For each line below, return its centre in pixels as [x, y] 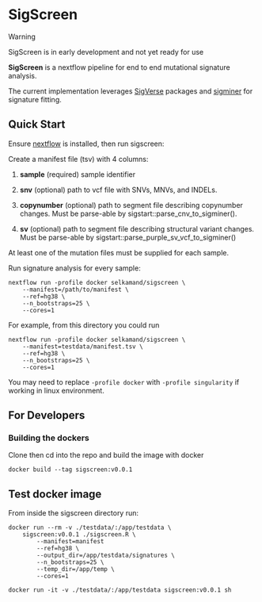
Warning [22, 36]
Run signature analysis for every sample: [74, 268]
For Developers [47, 415]
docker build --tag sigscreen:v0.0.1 [70, 470]
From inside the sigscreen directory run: [74, 513]
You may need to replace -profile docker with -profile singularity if [124, 382]
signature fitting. [35, 99]
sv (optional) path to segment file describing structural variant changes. [137, 228]
